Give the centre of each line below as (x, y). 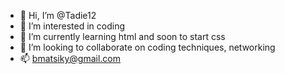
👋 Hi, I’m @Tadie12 (58, 15)
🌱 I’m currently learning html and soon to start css (122, 36)
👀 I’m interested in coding (72, 26)
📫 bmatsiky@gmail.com (70, 58)
